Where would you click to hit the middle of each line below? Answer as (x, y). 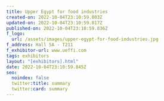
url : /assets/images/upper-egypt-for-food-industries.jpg (85, 39)
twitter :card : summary (40, 89)
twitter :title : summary (41, 84)
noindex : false (30, 78)
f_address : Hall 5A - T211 (40, 45)
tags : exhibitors (28, 56)
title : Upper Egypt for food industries (57, 12)
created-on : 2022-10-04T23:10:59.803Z (54, 17)
